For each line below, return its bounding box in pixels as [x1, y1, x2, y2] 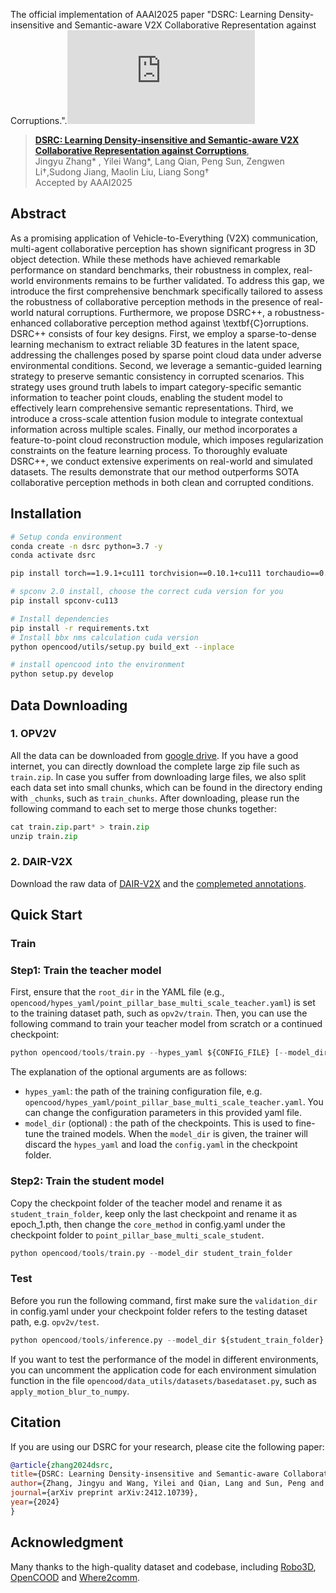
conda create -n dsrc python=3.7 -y [10, 541, 163, 551]
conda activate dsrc [10, 550, 97, 561]
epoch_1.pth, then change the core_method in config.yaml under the [10, 1218, 286, 1230]
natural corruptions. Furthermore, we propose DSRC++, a [35, 306, 273, 318]
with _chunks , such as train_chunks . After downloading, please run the [10, 792, 300, 804]
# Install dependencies [10, 614, 110, 624]
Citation [10, 1414, 62, 1431]
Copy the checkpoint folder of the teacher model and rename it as [10, 1197, 283, 1209]
